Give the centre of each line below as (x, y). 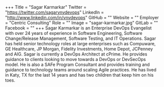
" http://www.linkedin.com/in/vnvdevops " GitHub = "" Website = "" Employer (82, 17)
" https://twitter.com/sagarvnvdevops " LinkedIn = (55, 12)
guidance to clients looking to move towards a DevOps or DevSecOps (76, 59)
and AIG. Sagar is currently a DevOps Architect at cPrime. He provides (76, 54)
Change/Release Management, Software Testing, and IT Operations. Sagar (81, 38)
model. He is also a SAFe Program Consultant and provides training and (77, 64)
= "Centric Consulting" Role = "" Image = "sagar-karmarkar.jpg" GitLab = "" (82, 23)
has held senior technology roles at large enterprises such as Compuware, (81, 43)
